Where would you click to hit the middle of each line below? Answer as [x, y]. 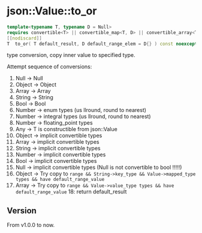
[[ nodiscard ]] [25, 38]
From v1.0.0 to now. [31, 225]
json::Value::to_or [52, 11]
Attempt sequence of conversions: [49, 66]
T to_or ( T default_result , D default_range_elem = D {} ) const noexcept [102, 44]
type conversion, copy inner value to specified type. [71, 55]
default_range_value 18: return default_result [71, 192]
